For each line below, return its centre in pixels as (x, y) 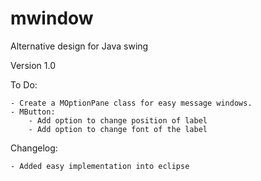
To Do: (24, 84)
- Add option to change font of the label (118, 129)
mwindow (52, 18)
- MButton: (33, 112)
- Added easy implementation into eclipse (100, 166)
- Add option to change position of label (118, 120)
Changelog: (34, 148)
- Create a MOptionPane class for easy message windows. (131, 103)
